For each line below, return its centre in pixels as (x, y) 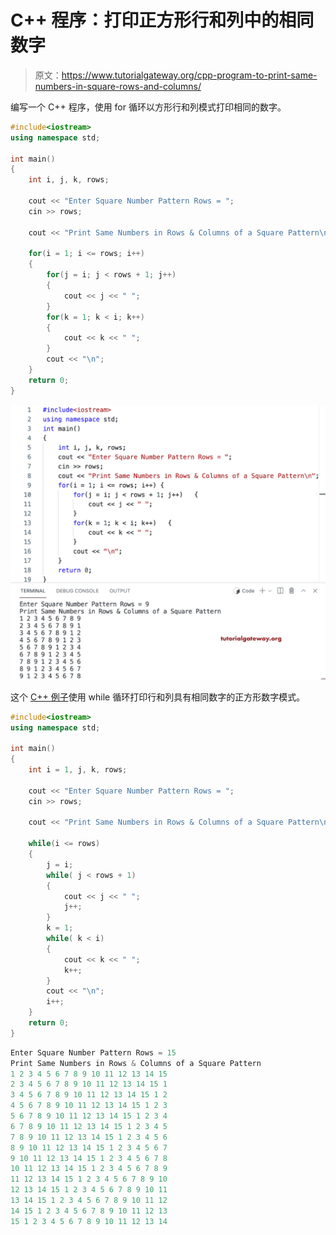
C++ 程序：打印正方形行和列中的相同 (162, 20)
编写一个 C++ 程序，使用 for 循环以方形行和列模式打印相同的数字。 (148, 107)
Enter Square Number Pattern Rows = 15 (93, 1052)
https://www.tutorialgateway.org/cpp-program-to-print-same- (189, 75)
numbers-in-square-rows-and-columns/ (118, 86)
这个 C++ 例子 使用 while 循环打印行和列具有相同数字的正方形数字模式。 (158, 697)
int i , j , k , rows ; (69, 180)
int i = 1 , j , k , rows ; (78, 770)
